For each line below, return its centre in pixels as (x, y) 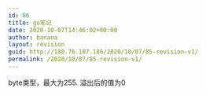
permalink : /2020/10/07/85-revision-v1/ (75, 60)
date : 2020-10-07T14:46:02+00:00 (63, 30)
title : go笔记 (30, 23)
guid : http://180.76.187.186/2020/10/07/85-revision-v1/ (103, 52)
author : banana (33, 37)
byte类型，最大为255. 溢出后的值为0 (67, 82)
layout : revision (37, 45)
